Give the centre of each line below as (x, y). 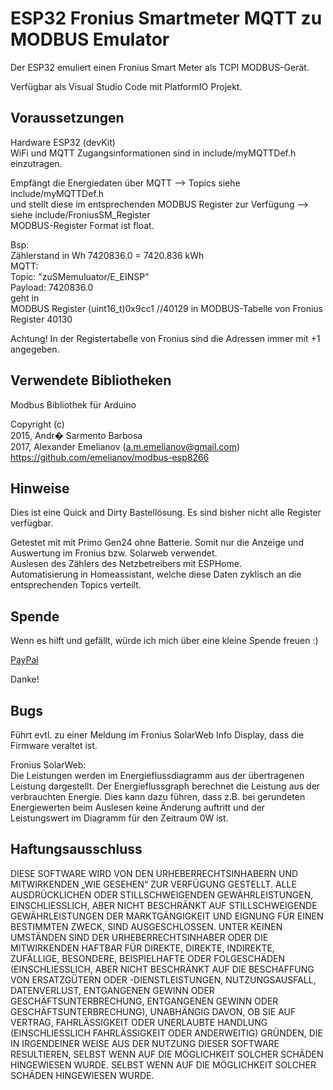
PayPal (24, 660)
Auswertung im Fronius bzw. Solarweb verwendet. (114, 553)
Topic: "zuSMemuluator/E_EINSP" (80, 276)
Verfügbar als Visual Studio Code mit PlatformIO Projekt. (126, 86)
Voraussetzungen (67, 118)
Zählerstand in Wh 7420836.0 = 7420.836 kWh (107, 255)
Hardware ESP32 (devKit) (63, 142)
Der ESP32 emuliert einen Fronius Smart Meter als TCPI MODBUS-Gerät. (160, 67)
